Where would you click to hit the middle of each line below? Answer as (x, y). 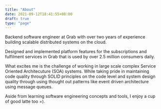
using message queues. (29, 87)
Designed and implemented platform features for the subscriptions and (76, 52)
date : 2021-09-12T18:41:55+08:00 (39, 14)
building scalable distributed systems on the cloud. (56, 42)
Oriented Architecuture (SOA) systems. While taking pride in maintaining (77, 72)
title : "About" (20, 9)
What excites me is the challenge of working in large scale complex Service (80, 66)
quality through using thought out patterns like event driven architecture (77, 82)
